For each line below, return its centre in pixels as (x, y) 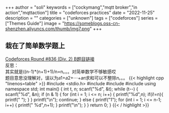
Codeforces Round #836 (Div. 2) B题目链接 (50, 59)
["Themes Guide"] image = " (35, 23)
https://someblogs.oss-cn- (92, 23)
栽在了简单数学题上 (35, 46)
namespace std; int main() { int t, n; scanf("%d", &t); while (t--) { (72, 89)
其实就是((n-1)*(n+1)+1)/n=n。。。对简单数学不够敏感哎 (61, 71)
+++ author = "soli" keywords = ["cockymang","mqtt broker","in (71, 7)
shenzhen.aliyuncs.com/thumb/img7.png (47, 29)
